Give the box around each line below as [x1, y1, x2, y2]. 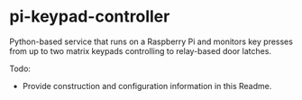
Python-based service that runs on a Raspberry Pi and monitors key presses [9, 36, 293, 47]
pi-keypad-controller [9, 6, 170, 27]
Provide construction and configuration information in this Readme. [22, 80, 272, 91]
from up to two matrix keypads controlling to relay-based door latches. [9, 45, 272, 56]
